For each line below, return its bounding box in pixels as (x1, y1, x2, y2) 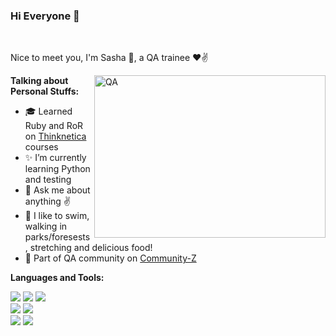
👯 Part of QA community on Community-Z (24, 252, 197, 264)
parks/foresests (24, 231, 91, 243)
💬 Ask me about (24, 184, 91, 196)
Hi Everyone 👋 (10, 9, 80, 23)
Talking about (10, 75, 69, 87)
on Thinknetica (24, 130, 87, 143)
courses (24, 141, 59, 153)
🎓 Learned (24, 105, 73, 118)
